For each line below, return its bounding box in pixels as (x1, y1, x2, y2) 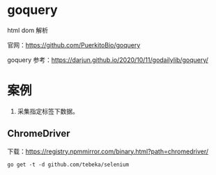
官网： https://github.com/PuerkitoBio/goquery (7, 40, 141, 49)
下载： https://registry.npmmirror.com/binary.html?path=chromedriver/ (7, 147, 209, 155)
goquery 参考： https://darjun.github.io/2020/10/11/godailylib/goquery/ (7, 55, 209, 64)
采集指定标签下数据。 (17, 107, 79, 115)
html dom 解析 (7, 26, 49, 34)
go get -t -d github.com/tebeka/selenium (7, 161, 130, 168)
